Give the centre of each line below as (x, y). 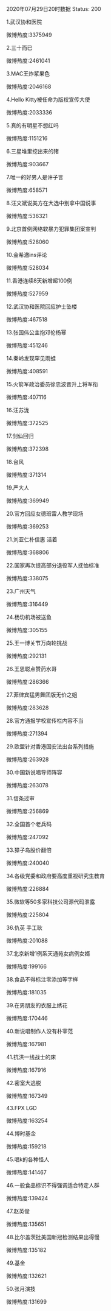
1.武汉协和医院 (24, 22)
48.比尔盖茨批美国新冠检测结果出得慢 (53, 1237)
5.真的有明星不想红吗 (32, 125)
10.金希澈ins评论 (27, 255)
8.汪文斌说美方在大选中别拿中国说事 (51, 203)
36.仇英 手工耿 (24, 928)
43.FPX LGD (22, 1108)
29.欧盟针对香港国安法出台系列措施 (50, 747)
